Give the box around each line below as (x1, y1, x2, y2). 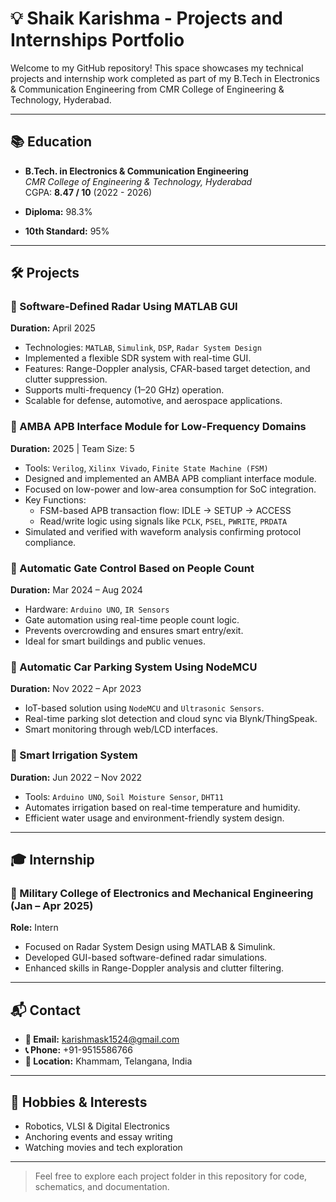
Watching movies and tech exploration (24, 1141, 183, 1153)
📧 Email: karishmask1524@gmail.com (24, 1033, 180, 1046)
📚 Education (10, 133, 93, 151)
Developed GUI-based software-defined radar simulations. (24, 952, 268, 964)
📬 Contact (10, 1002, 81, 1019)
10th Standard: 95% (24, 225, 110, 237)
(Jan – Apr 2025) (10, 898, 94, 912)
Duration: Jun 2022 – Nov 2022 (10, 771, 143, 783)
